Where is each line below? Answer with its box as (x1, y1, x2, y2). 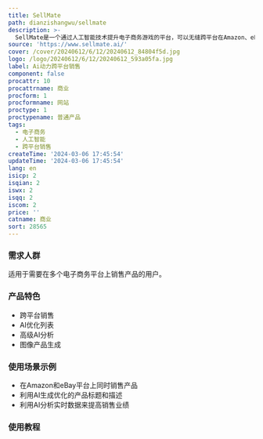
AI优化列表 (19, 320, 55, 329)
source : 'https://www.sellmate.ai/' (8, 41, 128, 49)
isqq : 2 (8, 194, 34, 201)
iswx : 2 (8, 186, 34, 194)
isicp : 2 (8, 172, 37, 180)
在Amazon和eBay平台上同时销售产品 (19, 380, 139, 390)
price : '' (8, 209, 41, 216)
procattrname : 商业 (8, 84, 70, 93)
